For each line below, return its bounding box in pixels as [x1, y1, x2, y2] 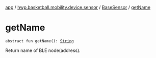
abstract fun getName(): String [5, 38, 74, 43]
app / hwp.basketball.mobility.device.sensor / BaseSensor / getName [5, 5, 151, 10]
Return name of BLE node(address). [5, 47, 81, 53]
